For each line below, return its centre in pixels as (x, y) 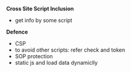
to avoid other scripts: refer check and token (70, 50)
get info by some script (44, 20)
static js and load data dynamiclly (56, 63)
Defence (17, 32)
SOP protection (34, 56)
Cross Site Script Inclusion (40, 9)
